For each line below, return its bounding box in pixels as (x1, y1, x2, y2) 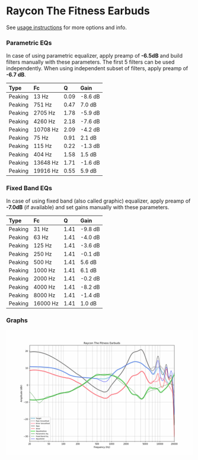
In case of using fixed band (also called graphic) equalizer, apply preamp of (6, 197, 191, 204)
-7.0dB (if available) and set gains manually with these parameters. (6, 204, 170, 211)
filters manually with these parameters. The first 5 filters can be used (6, 58, 175, 66)
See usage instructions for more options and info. (6, 24, 127, 31)
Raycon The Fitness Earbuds (6, 4, 150, 18)
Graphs (6, 316, 28, 324)
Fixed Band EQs (6, 184, 52, 192)
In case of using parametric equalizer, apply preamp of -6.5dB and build (6, 52, 183, 59)
